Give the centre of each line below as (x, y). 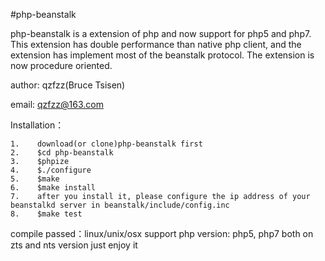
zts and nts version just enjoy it (74, 245)
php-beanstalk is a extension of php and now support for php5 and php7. (161, 33)
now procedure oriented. (61, 65)
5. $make (35, 179)
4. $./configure (51, 170)
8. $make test (46, 214)
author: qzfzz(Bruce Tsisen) (68, 85)
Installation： (37, 125)
